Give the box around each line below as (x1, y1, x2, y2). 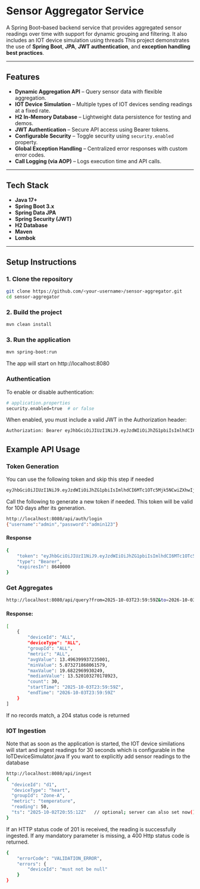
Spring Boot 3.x (14, 203, 55, 210)
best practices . (6, 49, 45, 56)
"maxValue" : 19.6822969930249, (27, 667, 105, 674)
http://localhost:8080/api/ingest (6, 770, 92, 776)
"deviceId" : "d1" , (11, 782, 58, 788)
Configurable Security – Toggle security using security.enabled (14, 132, 174, 139)
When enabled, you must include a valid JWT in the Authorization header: (6, 416, 187, 424)
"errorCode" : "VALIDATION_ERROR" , (17, 855, 102, 862)
